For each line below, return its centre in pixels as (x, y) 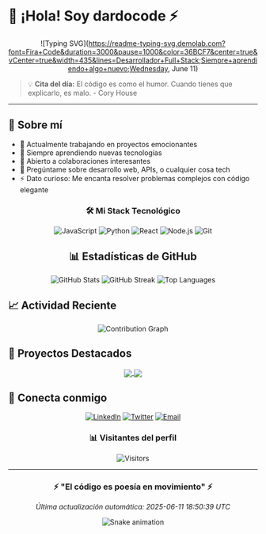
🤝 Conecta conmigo (58, 398)
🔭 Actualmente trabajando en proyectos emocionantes (108, 144)
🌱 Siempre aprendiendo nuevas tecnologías (91, 153)
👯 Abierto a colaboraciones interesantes (85, 161)
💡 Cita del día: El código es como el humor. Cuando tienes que (130, 84)
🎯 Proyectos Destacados (70, 354)
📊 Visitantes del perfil (133, 438)
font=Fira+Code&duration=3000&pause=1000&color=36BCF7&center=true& (133, 51)
